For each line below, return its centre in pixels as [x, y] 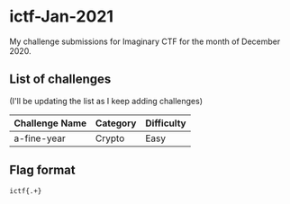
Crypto [110, 138]
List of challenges [60, 80]
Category [116, 123]
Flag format [42, 170]
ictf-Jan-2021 [62, 17]
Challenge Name [50, 123]
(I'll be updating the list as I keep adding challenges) [106, 101]
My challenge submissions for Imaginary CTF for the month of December [145, 41]
